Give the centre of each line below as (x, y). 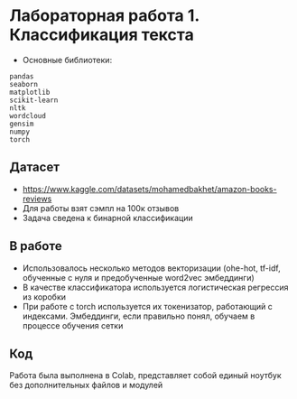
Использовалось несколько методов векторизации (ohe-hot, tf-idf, (152, 268)
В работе (36, 246)
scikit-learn (34, 100)
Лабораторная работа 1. (105, 16)
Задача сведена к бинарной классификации (107, 218)
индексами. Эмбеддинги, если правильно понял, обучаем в (139, 316)
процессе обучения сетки (73, 325)
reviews (37, 199)
